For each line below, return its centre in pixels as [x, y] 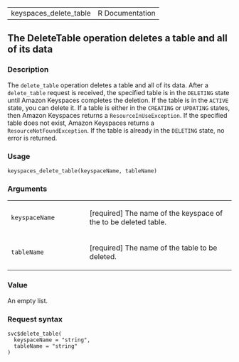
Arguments [27, 189]
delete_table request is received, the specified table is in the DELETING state [118, 92]
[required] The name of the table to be [153, 248]
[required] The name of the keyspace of [156, 214]
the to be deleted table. [128, 222]
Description [28, 70]
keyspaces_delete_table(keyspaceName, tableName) [83, 171]
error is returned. [32, 138]
